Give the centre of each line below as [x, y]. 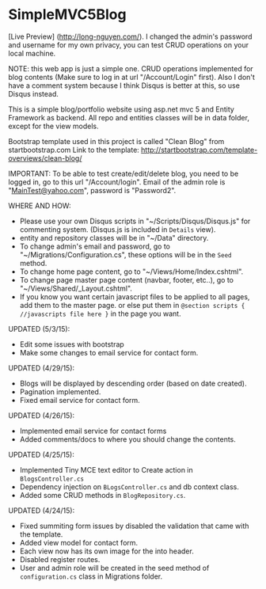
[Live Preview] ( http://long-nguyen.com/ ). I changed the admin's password [130, 36]
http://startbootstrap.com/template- [199, 150]
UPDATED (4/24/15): [42, 510]
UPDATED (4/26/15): [42, 415]
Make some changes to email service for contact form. [109, 352]
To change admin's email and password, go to [95, 246]
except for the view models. [53, 126]
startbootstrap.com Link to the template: [74, 150]
